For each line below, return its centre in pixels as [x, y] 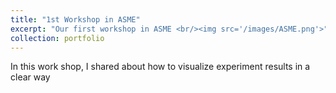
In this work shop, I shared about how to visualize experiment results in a [160, 67]
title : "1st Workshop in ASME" [75, 19]
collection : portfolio [57, 38]
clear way [30, 77]
